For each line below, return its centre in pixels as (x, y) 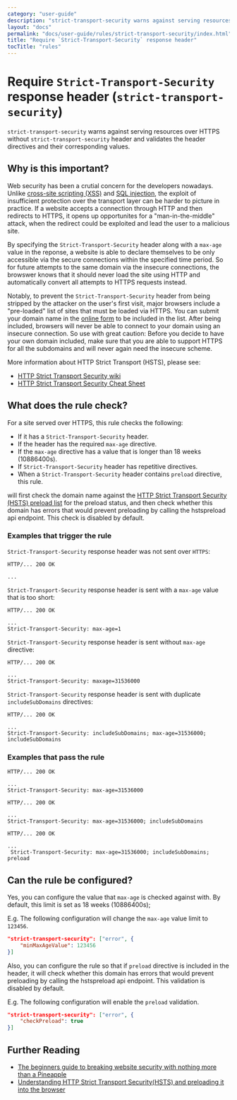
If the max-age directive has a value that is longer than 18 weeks (109, 451)
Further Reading (44, 1050)
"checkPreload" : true (51, 1021)
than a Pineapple (42, 1075)
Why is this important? (58, 169)
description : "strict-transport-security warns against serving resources (120, 21)
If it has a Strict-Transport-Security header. (83, 436)
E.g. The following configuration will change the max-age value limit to (108, 918)
